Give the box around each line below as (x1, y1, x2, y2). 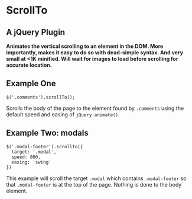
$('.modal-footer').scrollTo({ (6, 143, 83, 149)
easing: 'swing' (11, 159, 51, 165)
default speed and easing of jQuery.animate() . (6, 110, 120, 118)
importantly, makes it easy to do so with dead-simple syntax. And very (6, 49, 184, 56)
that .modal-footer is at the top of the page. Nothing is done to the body (6, 181, 182, 188)
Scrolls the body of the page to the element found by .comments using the (6, 105, 184, 112)
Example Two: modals (6, 128, 89, 138)
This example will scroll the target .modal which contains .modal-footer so (6, 175, 187, 182)
